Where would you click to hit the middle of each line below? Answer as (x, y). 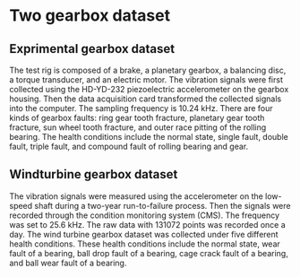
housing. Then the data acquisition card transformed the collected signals (146, 99)
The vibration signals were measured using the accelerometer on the (137, 196)
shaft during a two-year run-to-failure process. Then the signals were (163, 205)
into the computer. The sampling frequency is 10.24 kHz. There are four (141, 108)
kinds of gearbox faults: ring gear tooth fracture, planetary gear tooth (137, 118)
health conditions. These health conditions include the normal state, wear (145, 244)
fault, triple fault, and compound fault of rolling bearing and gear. (129, 146)
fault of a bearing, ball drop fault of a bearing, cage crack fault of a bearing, (149, 253)
